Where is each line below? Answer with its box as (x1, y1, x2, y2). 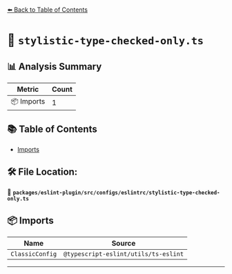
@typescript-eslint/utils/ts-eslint (63, 251, 184, 258)
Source (111, 239, 136, 248)
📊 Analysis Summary (7, 61, 102, 72)
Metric (17, 85, 39, 94)
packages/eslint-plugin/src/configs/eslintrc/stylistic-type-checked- (12, 189, 220, 196)
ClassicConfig (10, 251, 57, 258)
